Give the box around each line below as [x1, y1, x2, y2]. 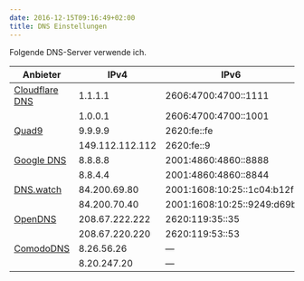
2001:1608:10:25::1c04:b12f [165, 183, 294, 196]
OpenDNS [14, 212, 57, 225]
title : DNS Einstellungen [9, 22, 107, 31]
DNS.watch [14, 183, 62, 196]
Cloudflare [14, 83, 59, 96]
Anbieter [22, 68, 62, 81]
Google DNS [14, 153, 67, 166]
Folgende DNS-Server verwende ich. [9, 46, 147, 57]
